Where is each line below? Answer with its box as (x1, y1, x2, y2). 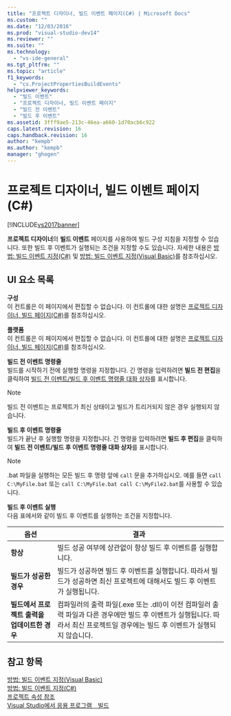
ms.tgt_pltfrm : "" (7, 61, 60, 68)
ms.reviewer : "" (7, 36, 54, 43)
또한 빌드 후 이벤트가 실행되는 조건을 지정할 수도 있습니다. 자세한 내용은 (21, 243, 212, 251)
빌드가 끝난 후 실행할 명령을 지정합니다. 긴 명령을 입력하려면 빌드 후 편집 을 (7, 434, 205, 443)
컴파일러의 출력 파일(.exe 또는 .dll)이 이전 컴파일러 (57, 600, 211, 609)
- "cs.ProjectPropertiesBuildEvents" (13, 81, 122, 87)
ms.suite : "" (7, 42, 45, 49)
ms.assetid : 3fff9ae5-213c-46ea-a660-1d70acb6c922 (7, 118, 155, 126)
